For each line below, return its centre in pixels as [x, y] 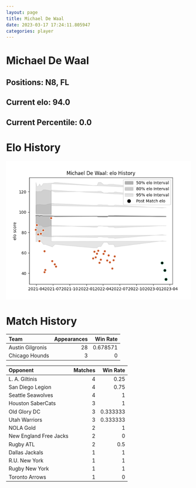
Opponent [21, 371]
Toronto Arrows [27, 477]
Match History [42, 321]
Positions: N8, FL [38, 82]
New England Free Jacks [38, 436]
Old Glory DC [25, 412]
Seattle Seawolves [31, 395]
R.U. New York [26, 460]
